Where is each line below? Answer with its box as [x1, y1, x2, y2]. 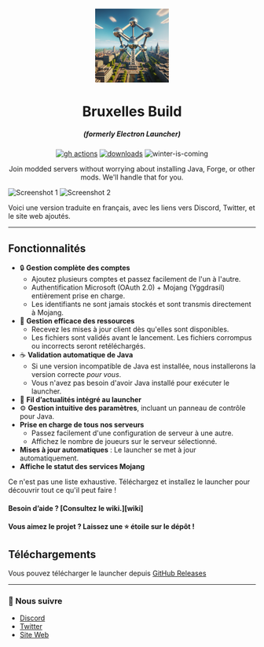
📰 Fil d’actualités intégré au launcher [19, 394, 142, 404]
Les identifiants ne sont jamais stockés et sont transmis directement [31, 299, 251, 309]
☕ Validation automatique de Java [19, 349, 134, 359]
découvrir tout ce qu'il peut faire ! [8, 485, 116, 494]
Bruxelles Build [82, 103, 182, 120]
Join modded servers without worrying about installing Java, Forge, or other [9, 165, 255, 174]
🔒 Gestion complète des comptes [19, 263, 130, 272]
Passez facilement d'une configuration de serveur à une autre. [31, 428, 234, 438]
